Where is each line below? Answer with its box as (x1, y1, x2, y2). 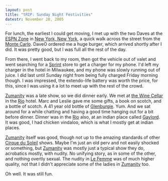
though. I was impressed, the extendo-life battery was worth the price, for (5, 77, 158, 83)
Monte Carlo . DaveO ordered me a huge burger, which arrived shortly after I (5, 41, 162, 47)
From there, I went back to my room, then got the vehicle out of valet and (5, 56, 156, 62)
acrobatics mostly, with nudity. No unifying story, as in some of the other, (5, 150, 156, 156)
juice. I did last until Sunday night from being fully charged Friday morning (5, 72, 158, 78)
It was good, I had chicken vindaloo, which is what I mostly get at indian (5, 119, 154, 126)
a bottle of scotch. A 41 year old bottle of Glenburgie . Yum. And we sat (5, 104, 151, 110)
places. (5, 125, 21, 131)
